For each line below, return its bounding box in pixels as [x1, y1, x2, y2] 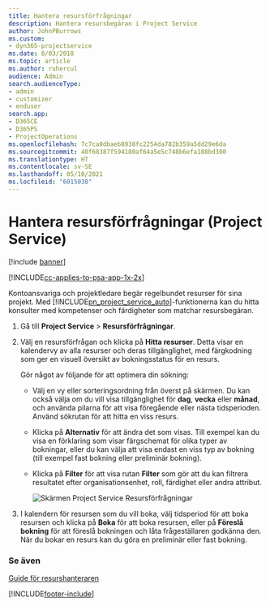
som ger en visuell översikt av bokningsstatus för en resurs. [19, 354, 221, 363]
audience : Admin [8, 72, 63, 80]
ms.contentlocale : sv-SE [8, 163, 92, 171]
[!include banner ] [8, 256, 66, 266]
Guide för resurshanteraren [8, 574, 100, 583]
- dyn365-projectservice [8, 42, 92, 50]
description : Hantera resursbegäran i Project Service [8, 19, 198, 28]
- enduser [8, 102, 42, 110]
